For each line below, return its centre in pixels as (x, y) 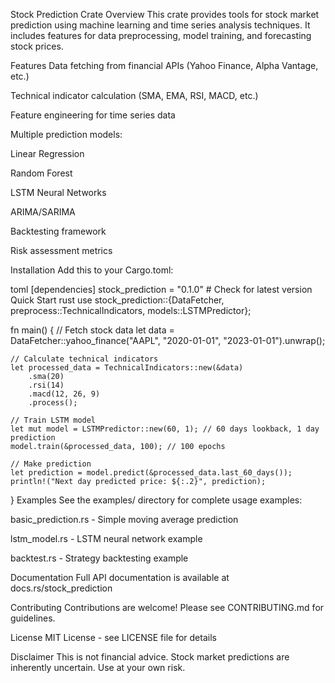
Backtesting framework (58, 231)
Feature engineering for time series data (93, 115)
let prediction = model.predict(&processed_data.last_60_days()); (151, 473)
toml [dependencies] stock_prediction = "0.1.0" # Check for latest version (161, 289)
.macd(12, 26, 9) (64, 394)
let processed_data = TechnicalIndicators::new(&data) (127, 368)
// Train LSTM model (53, 420)
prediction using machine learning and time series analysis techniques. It (160, 25)
